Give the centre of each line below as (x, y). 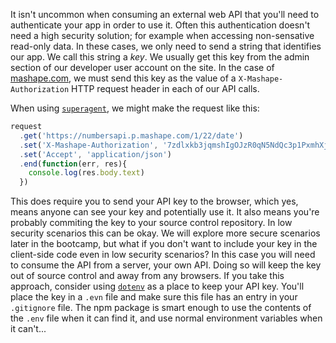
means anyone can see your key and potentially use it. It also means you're (165, 212)
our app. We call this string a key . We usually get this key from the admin (160, 57)
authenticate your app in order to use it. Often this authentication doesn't (160, 25)
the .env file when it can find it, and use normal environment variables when (166, 318)
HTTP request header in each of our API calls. (165, 88)
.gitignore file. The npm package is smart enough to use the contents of (161, 308)
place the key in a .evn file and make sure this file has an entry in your (154, 297)
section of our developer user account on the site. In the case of (142, 67)
